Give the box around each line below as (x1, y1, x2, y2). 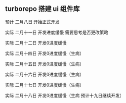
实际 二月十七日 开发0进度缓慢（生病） (5, 82, 84, 88)
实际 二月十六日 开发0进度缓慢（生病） (5, 71, 84, 77)
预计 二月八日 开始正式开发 (5, 19, 60, 25)
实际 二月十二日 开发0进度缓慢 (5, 40, 67, 46)
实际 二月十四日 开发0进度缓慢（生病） (5, 50, 84, 56)
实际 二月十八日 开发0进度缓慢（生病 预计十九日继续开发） (5, 92, 125, 98)
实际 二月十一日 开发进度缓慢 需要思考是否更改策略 (5, 29, 109, 35)
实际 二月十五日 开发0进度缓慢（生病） (5, 61, 84, 67)
